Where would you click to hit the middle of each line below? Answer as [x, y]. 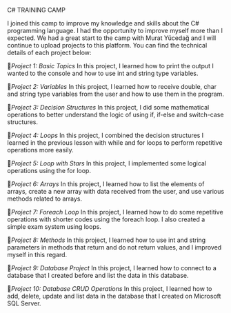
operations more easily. [40, 150]
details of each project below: [49, 52]
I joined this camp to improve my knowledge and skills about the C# [103, 23]
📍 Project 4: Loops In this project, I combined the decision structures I [106, 135]
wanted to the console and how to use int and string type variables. [103, 73]
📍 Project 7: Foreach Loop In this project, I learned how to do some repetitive [115, 212]
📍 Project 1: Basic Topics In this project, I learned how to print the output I [110, 66]
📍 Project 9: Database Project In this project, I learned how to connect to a [112, 268]
